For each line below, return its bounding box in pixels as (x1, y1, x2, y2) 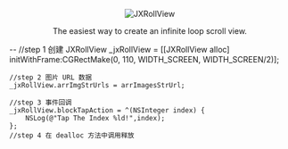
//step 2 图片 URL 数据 (9, 73, 92, 82)
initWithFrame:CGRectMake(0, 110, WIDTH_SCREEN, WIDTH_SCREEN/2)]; (9, 54, 279, 64)
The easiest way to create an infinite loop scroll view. (52, 26, 248, 36)
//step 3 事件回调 (9, 98, 72, 107)
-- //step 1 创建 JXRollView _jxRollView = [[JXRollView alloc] (9, 45, 230, 54)
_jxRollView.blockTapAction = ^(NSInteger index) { (9, 106, 205, 115)
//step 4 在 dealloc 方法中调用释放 (9, 131, 135, 140)
